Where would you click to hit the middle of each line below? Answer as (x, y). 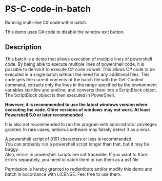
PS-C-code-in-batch (48, 9)
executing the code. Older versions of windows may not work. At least (78, 109)
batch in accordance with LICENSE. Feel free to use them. (63, 174)
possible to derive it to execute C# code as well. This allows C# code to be (80, 69)
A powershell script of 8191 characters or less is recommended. (69, 139)
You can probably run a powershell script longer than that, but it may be (77, 144)
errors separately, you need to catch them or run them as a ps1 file (72, 160)
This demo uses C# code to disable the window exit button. (65, 32)
